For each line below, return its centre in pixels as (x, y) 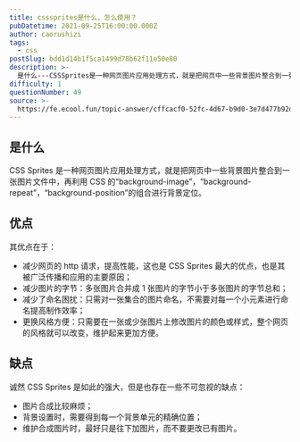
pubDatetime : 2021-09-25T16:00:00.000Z (83, 26)
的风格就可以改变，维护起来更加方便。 (92, 332)
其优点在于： (33, 246)
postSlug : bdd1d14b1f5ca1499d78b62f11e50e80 (93, 59)
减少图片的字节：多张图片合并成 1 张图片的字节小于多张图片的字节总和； (155, 288)
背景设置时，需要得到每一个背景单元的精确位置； (112, 417)
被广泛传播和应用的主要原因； (77, 277)
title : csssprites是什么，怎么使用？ (73, 17)
